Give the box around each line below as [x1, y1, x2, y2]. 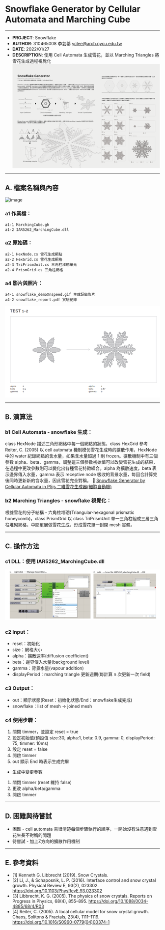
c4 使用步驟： [5, 716, 38, 723]
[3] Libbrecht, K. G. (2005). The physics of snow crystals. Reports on [12, 893, 152, 899]
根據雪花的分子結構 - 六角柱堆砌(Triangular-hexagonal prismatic [5, 509, 135, 515]
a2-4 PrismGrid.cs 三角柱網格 [5, 267, 63, 272]
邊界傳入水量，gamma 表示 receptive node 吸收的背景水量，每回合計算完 [9, 472, 158, 478]
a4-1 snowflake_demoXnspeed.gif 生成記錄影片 [5, 292, 96, 297]
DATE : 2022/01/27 [12, 46, 50, 52]
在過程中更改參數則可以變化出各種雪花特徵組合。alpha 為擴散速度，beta [5, 465, 151, 471]
